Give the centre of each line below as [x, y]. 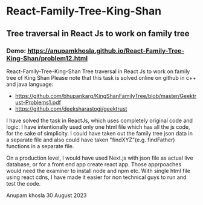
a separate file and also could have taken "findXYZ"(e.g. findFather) [91, 140]
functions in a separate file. [40, 146]
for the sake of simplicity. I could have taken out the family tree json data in [100, 133]
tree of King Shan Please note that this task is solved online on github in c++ [101, 77]
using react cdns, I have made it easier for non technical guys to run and [96, 177]
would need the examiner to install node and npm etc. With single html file [98, 171]
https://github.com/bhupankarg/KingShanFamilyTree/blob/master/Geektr [106, 96]
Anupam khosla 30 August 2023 [47, 195]
